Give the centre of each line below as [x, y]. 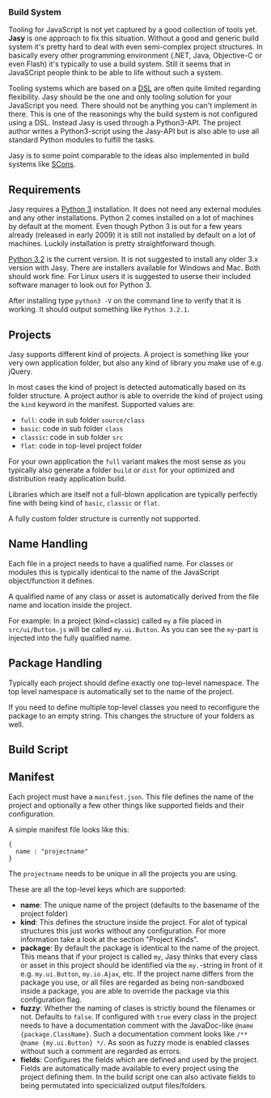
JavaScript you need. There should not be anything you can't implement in [133, 106]
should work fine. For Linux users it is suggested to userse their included [129, 277]
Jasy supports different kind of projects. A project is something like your [129, 354]
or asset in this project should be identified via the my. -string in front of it [141, 964]
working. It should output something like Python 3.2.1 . [99, 309]
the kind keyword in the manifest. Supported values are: [102, 404]
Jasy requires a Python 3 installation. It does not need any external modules [135, 210]
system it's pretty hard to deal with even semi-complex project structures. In [135, 47]
